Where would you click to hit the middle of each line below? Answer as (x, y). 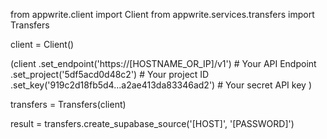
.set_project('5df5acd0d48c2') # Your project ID (110, 74)
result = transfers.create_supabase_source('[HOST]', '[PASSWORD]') (152, 123)
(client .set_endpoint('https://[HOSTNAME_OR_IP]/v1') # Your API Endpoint (163, 63)
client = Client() (42, 44)
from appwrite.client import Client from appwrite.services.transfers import (162, 14)
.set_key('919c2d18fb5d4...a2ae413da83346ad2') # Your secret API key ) (161, 85)
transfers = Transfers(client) (68, 104)
